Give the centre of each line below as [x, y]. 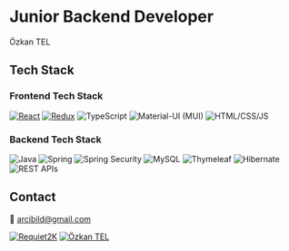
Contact [33, 197]
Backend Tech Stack [55, 140]
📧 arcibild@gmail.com [50, 218]
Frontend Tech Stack [56, 96]
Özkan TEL [30, 42]
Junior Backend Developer [112, 17]
